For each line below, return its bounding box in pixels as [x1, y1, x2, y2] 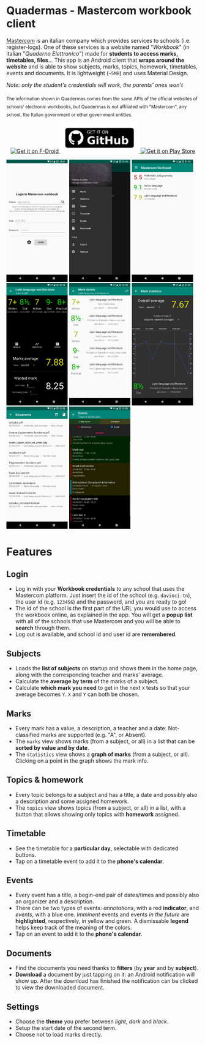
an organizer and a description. [15, 898, 94, 905]
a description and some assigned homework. [15, 798, 129, 805]
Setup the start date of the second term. [15, 1024, 117, 1032]
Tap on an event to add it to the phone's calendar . [15, 930, 143, 938]
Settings [6, 1001, 40, 1012]
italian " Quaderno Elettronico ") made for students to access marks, [6, 50, 179, 57]
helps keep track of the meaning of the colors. [15, 924, 132, 931]
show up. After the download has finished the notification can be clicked [15, 977, 198, 985]
